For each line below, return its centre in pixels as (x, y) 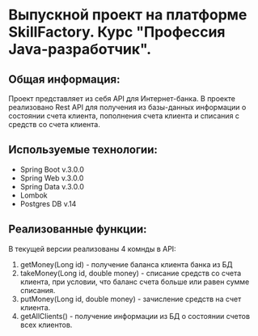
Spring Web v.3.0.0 (52, 178)
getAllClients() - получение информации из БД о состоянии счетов (135, 316)
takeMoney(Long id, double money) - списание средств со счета (131, 273)
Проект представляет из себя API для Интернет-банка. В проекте (122, 98)
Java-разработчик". (80, 49)
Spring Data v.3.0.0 (52, 186)
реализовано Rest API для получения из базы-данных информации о (127, 107)
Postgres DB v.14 (48, 203)
